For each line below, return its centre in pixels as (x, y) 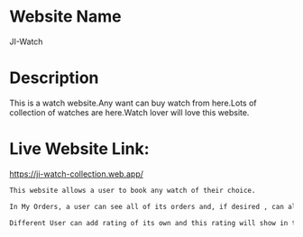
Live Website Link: (80, 149)
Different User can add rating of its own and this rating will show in (149, 223)
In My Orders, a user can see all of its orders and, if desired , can (147, 206)
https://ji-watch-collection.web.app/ (77, 174)
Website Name (65, 17)
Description (54, 78)
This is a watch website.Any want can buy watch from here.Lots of (133, 103)
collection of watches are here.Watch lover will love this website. (129, 112)
